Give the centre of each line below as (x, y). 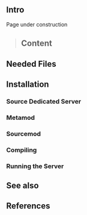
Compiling (22, 150)
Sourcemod (23, 134)
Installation (28, 84)
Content (37, 44)
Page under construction (37, 24)
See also (22, 185)
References (28, 206)
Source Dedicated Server (44, 101)
